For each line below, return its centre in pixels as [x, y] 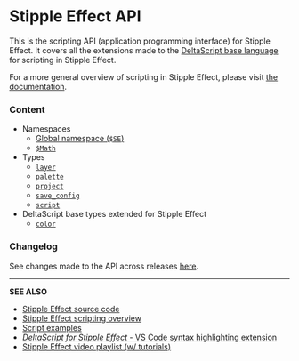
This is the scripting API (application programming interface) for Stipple [140, 41]
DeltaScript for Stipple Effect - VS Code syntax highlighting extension [149, 337]
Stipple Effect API [75, 16]
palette [49, 177]
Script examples [52, 327]
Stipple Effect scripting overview [82, 318]
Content [28, 109]
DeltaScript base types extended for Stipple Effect [114, 214]
